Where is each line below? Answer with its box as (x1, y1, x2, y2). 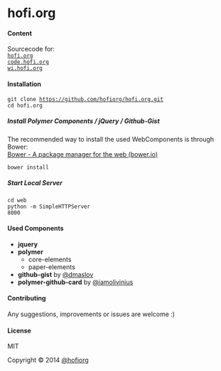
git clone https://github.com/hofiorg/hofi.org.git (7, 95, 163, 103)
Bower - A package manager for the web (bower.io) (7, 150, 158, 158)
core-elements (28, 255, 72, 263)
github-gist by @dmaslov (17, 270, 94, 278)
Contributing (7, 294, 46, 303)
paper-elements (28, 262, 76, 271)
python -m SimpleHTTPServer (7, 203, 91, 210)
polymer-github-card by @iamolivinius (17, 278, 134, 286)
